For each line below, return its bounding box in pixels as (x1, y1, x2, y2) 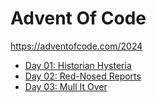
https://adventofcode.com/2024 (10, 40, 143, 52)
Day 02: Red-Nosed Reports (24, 70, 142, 82)
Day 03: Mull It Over (24, 80, 108, 92)
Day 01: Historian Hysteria (24, 59, 132, 71)
